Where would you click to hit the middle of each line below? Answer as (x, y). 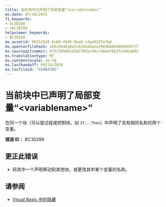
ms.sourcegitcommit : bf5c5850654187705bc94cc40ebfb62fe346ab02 (72, 51)
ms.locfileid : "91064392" (32, 70)
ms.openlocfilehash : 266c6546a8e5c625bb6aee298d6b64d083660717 (72, 47)
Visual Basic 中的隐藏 (34, 199)
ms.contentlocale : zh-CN (31, 60)
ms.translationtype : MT (30, 56)
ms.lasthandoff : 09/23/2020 (34, 65)
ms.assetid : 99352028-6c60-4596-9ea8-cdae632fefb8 (58, 42)
